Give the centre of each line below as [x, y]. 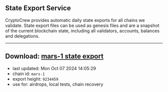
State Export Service [38, 8]
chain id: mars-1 [28, 74]
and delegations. [22, 36]
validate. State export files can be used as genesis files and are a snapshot [82, 25]
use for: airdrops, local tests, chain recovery [58, 84]
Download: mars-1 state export [54, 56]
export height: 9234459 [35, 79]
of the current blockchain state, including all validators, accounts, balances [82, 31]
